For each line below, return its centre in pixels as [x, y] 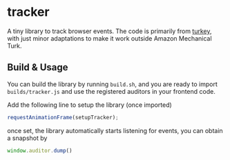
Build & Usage [38, 67]
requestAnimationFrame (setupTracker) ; [63, 117]
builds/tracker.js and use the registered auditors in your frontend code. [111, 91]
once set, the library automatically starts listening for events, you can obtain [115, 130]
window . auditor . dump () [40, 150]
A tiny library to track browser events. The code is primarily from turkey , [109, 31]
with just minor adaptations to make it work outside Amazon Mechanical [109, 38]
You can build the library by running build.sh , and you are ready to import [112, 84]
